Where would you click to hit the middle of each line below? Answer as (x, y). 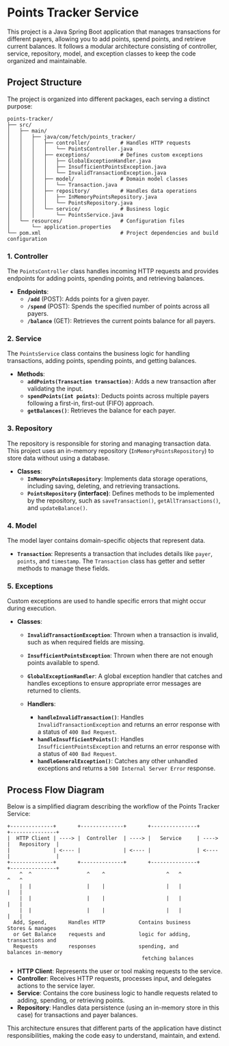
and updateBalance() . (57, 508)
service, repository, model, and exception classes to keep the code (102, 54)
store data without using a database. (58, 458)
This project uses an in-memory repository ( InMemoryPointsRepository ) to (110, 450)
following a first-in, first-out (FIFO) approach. (91, 404)
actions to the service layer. (56, 986)
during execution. (32, 608)
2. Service (25, 338)
